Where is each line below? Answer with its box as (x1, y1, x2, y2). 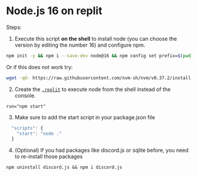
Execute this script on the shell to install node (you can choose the (14, 35, 177, 42)
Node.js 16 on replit (6, 4, 103, 18)
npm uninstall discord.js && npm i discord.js (6, 164, 123, 171)
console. (14, 92, 36, 99)
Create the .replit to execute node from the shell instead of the (14, 86, 171, 93)
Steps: (6, 24, 22, 31)
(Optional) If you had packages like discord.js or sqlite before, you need (14, 146, 189, 154)
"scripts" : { (11, 125, 44, 131)
